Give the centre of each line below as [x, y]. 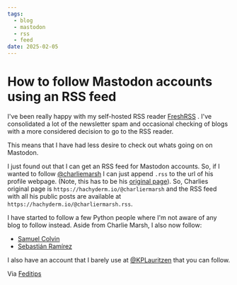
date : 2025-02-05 [33, 47]
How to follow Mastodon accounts [110, 82]
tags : [15, 14]
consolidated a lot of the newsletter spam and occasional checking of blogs [118, 124]
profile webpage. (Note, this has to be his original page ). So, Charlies [108, 181]
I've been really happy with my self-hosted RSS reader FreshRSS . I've [110, 116]
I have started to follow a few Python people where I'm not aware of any [112, 217]
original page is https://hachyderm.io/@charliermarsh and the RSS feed [112, 189]
